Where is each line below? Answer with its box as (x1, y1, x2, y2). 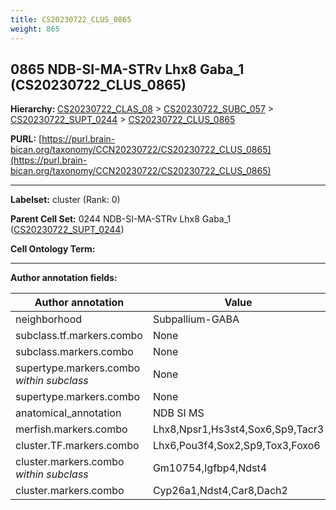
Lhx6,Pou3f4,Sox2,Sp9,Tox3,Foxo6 (152, 439, 321, 453)
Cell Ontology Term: (10, 243, 96, 255)
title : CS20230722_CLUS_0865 (10, 14, 132, 25)
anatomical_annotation (15, 406, 122, 420)
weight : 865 (10, 24, 60, 34)
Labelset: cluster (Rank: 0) (10, 194, 121, 206)
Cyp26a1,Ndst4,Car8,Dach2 (152, 484, 288, 498)
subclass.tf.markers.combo (15, 329, 143, 343)
